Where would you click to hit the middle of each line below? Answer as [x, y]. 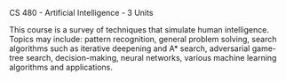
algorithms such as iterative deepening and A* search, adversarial [130, 48]
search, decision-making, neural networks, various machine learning [151, 58]
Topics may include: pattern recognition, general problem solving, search [143, 39]
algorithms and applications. [61, 67]
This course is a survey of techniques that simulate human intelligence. [139, 29]
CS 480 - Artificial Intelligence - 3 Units [81, 13]
